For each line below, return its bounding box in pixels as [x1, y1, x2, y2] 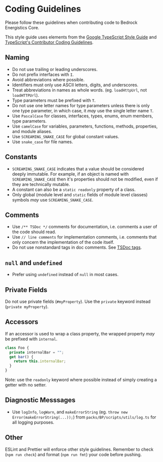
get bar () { [9, 354, 34, 359]
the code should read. [12, 229, 56, 235]
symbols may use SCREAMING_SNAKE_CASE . [12, 197, 94, 203]
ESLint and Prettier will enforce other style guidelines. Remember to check [5, 446, 154, 452]
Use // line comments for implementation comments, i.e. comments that [12, 234, 157, 240]
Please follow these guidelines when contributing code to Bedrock [5, 19, 138, 25]
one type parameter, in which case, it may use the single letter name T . [12, 108, 154, 113]
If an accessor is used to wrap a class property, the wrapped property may [5, 331, 155, 336]
